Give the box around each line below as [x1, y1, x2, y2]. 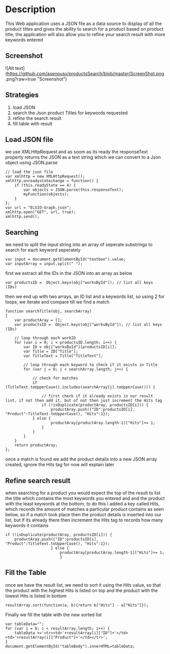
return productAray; [14, 443, 58, 448]
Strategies [5, 91, 39, 99]
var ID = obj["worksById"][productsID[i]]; [23, 344, 117, 350]
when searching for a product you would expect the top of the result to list [5, 490, 161, 496]
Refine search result [5, 476, 71, 485]
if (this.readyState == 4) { [14, 183, 76, 188]
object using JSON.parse [5, 160, 58, 166]
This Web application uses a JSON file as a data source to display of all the [5, 20, 162, 27]
